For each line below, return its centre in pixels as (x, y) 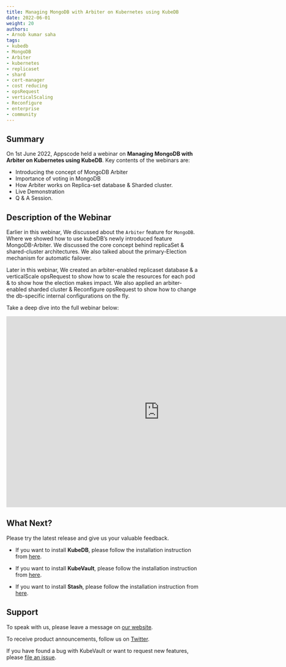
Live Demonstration (40, 192)
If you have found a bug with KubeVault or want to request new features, (97, 650)
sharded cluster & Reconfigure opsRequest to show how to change (112, 289)
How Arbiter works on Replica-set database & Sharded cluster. (94, 185)
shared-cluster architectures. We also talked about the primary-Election (97, 252)
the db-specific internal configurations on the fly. (68, 296)
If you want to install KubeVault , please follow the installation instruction (106, 568)
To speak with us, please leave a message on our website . (80, 627)
